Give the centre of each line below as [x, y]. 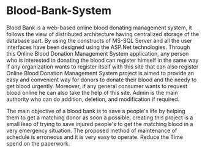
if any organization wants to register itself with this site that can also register [102, 66]
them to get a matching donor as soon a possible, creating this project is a [100, 118]
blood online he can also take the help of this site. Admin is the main [92, 92]
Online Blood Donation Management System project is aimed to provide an [100, 73]
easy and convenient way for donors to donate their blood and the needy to [102, 80]
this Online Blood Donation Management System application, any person [98, 53]
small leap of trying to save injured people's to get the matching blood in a [100, 124]
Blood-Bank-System [59, 11]
